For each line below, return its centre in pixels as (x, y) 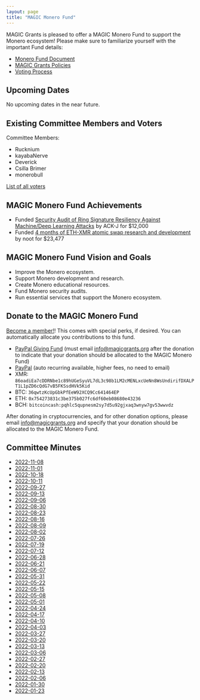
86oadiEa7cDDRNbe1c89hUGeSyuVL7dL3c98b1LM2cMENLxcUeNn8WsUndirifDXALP (104, 381)
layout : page (22, 12)
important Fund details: (35, 47)
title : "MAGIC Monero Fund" (41, 17)
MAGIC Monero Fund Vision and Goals (79, 258)
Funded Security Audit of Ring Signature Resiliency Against (87, 220)
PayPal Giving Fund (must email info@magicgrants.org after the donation (104, 348)
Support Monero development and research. (69, 278)
